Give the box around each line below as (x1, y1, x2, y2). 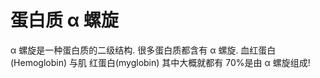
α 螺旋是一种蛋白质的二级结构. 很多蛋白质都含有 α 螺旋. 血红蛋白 (10, 44, 277, 56)
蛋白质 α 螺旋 (10, 9, 119, 32)
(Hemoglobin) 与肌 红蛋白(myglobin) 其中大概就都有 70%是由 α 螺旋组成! (10, 56, 311, 68)
